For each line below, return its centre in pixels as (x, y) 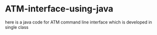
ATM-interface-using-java (59, 9)
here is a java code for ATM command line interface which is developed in (78, 22)
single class (17, 27)
